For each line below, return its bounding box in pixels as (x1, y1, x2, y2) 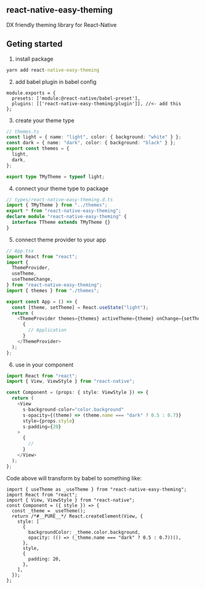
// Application (28, 327, 67, 333)
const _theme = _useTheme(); (12, 508, 86, 514)
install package (15, 55, 54, 62)
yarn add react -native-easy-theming (6, 67, 99, 73)
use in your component (15, 361, 74, 368)
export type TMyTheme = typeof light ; (6, 174, 105, 180)
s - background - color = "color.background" (22, 406, 124, 412)
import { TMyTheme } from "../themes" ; (6, 202, 108, 209)
